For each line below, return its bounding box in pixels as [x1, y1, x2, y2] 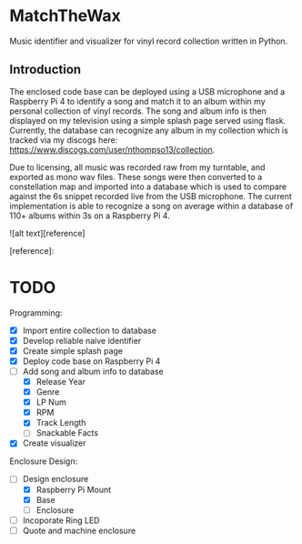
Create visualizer [22, 438, 86, 448]
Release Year [35, 377, 86, 387]
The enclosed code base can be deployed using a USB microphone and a [9, 86, 286, 96]
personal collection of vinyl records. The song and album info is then [9, 106, 267, 116]
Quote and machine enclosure [22, 525, 136, 536]
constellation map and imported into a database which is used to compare [9, 181, 287, 192]
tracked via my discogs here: [9, 134, 118, 146]
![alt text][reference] [9, 227, 86, 238]
